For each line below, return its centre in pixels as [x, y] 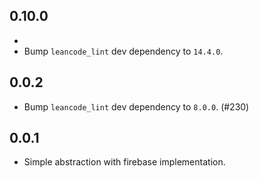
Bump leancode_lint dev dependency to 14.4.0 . [123, 51]
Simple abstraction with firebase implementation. [124, 162]
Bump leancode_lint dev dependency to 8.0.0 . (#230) [136, 106]
